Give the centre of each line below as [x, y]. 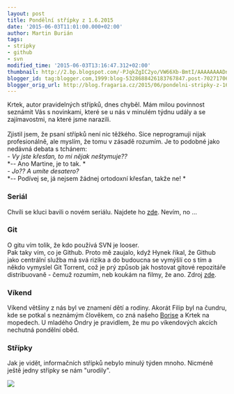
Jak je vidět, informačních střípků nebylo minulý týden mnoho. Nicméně [110, 363]
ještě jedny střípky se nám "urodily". [59, 370]
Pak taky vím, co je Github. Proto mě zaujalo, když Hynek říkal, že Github [111, 252]
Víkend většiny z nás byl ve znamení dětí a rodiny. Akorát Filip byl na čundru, [117, 308]
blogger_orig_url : [34, 85]
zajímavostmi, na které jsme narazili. [59, 120]
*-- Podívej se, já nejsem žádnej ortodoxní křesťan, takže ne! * [96, 179]
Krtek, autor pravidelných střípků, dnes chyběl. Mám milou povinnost [106, 104]
